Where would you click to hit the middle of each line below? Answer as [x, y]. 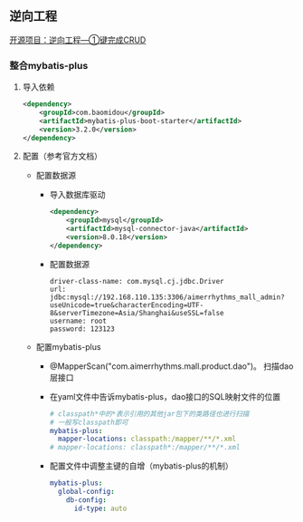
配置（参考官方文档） [62, 156]
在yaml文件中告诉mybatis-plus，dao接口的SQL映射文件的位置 [165, 396]
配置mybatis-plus [68, 346]
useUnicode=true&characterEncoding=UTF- [127, 305]
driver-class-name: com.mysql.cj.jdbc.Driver [137, 281]
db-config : [86, 500]
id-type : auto [100, 508]
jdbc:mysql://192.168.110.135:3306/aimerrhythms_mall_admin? [167, 297]
